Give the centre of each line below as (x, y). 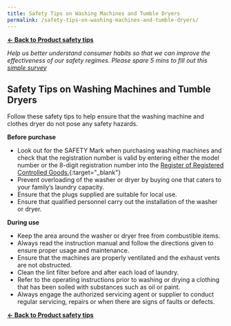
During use (23, 223)
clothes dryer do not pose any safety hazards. (73, 124)
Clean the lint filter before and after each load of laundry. (98, 272)
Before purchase (32, 137)
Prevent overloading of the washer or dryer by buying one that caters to (119, 180)
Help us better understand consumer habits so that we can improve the (109, 53)
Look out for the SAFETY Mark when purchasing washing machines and (119, 151)
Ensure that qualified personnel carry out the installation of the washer (117, 202)
